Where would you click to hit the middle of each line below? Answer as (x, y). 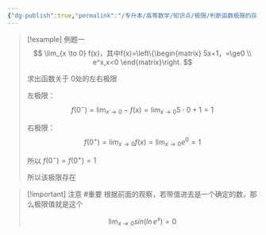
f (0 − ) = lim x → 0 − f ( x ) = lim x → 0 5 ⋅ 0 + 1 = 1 (143, 110)
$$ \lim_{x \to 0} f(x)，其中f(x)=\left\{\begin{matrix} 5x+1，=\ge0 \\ (143, 53)
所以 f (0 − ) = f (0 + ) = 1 (62, 160)
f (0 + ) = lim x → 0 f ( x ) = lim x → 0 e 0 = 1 (143, 142)
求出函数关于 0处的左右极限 (72, 78)
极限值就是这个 (58, 204)
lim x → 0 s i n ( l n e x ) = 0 (143, 222)
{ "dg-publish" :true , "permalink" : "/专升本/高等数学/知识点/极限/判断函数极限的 (129, 15)
